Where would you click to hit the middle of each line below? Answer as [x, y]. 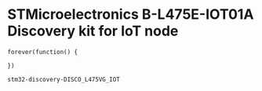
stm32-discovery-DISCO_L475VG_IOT [64, 79]
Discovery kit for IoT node [93, 31]
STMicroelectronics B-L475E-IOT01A [131, 15]
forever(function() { [43, 52]
